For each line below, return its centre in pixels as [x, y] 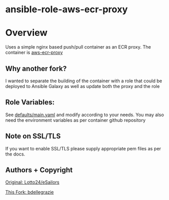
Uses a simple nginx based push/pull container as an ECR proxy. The [78, 47]
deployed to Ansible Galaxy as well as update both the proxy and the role [83, 86]
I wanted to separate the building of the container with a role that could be [84, 81]
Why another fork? [36, 68]
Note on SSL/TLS [33, 136]
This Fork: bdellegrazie [30, 192]
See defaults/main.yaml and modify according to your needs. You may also [85, 115]
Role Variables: [30, 103]
